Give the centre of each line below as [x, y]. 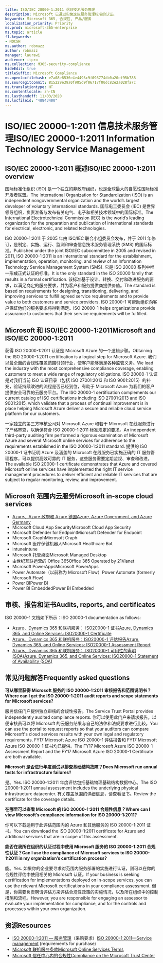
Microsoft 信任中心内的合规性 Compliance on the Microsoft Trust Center [84, 956]
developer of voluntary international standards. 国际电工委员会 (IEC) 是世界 [80, 206]
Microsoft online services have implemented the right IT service [69, 469]
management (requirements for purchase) [54, 944]
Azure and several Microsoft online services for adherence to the [70, 440]
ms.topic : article [24, 32]
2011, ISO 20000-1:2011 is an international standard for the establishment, [79, 256]
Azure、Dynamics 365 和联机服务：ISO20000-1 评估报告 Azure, [76, 639]
